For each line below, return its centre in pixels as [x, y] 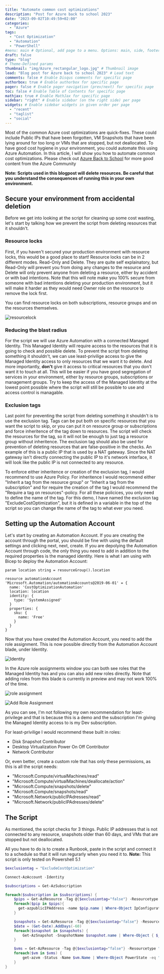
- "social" [20, 118]
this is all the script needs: [31, 767]
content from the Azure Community [41, 164]
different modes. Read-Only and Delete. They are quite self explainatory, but [82, 262]
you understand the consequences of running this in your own [70, 178]
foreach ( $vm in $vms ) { [38, 953]
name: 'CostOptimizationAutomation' [47, 587]
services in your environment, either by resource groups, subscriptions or [79, 377]
